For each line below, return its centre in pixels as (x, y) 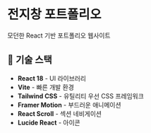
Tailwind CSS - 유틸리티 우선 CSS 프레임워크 (81, 96)
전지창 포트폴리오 (54, 15)
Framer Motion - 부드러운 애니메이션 (69, 105)
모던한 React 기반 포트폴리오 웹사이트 (59, 35)
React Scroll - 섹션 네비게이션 (60, 113)
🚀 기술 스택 (30, 60)
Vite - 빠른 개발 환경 (46, 87)
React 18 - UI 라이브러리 (52, 78)
